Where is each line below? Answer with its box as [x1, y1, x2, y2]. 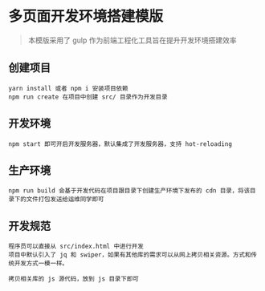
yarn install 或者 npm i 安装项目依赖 [8, 84, 128, 92]
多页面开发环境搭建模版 [8, 7, 164, 26]
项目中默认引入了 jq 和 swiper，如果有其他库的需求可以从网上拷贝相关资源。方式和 [8, 251, 251, 259]
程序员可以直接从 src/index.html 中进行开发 [8, 242, 145, 251]
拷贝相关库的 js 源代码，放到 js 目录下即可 [8, 275, 139, 283]
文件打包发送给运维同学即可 [26, 196, 104, 204]
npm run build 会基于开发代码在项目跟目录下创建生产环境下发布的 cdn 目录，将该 [8, 187, 251, 195]
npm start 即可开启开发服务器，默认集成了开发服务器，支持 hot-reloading [8, 139, 233, 148]
